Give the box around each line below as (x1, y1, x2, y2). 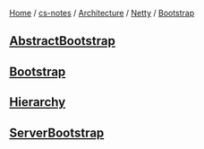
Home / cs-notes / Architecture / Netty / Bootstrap (9, 8, 195, 18)
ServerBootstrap (9, 125, 105, 140)
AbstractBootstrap (9, 33, 116, 48)
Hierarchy (9, 94, 66, 110)
